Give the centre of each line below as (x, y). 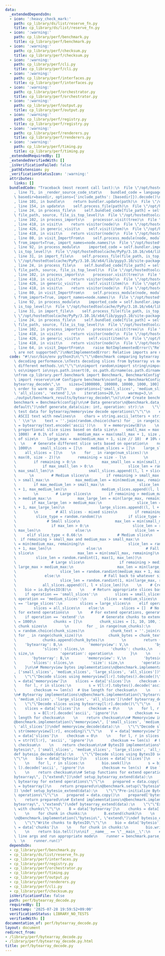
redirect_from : (21, 932)
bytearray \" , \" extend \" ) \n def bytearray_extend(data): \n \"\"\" (85, 804)
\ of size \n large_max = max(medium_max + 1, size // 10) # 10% (85, 439)
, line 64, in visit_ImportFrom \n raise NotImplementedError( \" (84, 348)
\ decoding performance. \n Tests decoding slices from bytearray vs (84, 362)
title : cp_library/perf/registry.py (52, 124)
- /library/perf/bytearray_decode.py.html (49, 941)
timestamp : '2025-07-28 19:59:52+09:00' (51, 909)
